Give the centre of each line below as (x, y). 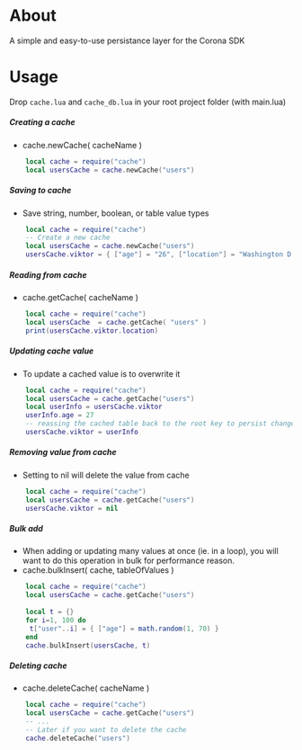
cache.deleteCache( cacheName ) (86, 688)
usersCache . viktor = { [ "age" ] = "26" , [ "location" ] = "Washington (155, 254)
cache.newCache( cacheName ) (82, 145)
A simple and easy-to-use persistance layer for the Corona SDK (127, 40)
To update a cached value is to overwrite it (101, 373)
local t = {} (50, 612)
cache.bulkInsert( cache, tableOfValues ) (98, 570)
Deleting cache (38, 665)
